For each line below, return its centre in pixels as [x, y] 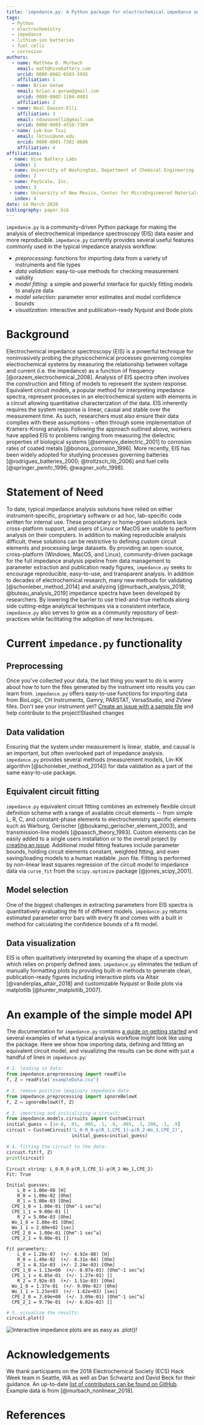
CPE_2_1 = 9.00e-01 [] [40, 1238]
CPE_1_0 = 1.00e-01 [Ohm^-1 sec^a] [57, 1206]
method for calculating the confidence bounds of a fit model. [83, 924]
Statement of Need [55, 492]
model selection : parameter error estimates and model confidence [98, 297]
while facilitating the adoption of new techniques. [93, 619]
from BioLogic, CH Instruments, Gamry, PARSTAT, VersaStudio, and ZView [99, 700]
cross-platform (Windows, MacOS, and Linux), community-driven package [100, 555]
